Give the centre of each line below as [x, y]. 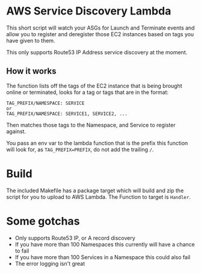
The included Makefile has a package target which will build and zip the [95, 190]
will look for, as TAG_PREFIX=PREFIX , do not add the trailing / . [80, 149]
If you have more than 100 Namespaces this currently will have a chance [105, 244]
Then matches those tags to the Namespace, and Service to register [91, 125]
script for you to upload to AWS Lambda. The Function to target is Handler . [98, 196]
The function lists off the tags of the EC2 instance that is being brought [94, 86]
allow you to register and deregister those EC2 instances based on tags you [100, 34]
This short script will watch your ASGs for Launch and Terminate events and [100, 28]
